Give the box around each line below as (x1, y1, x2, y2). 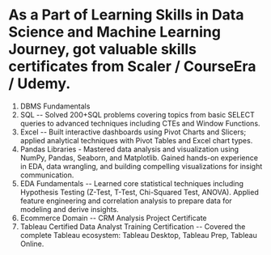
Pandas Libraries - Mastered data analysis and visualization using (19, 144, 239, 154)
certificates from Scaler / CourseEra (8, 57, 256, 76)
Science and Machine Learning (8, 23, 221, 41)
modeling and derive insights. (19, 204, 119, 214)
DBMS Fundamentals (19, 101, 91, 111)
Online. (19, 239, 44, 249)
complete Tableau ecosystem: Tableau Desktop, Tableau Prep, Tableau (19, 230, 257, 240)
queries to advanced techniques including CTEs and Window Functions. (19, 118, 260, 128)
